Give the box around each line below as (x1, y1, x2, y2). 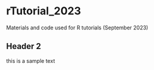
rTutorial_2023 (6, 4, 82, 18)
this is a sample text (6, 57, 56, 64)
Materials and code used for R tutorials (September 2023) (6, 24, 149, 31)
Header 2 (6, 41, 42, 51)
